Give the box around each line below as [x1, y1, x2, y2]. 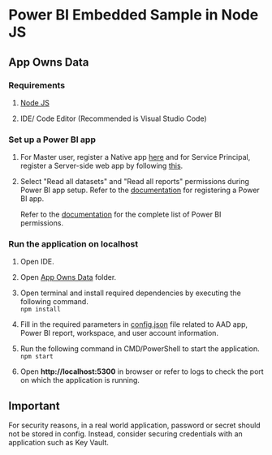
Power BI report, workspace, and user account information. [19, 328, 219, 338]
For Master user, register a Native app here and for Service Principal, [19, 152, 251, 162]
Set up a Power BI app [8, 134, 96, 145]
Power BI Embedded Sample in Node [8, 6, 259, 24]
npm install [19, 306, 61, 314]
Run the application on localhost [8, 238, 139, 250]
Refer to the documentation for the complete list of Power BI [19, 209, 222, 220]
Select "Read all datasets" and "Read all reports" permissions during [19, 177, 250, 187]
